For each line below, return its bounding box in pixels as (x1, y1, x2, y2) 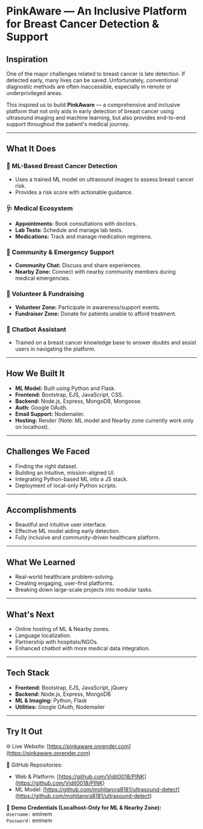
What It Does (6, 144, 56, 154)
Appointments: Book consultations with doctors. (14, 220, 137, 227)
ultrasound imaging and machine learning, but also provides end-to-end (6, 114, 186, 121)
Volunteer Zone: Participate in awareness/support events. (14, 303, 161, 311)
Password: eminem (6, 816, 53, 824)
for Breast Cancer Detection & (6, 17, 159, 31)
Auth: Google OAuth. (14, 404, 68, 411)
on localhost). (14, 423, 50, 431)
